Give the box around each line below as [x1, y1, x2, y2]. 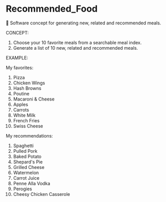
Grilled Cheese [13, 164, 45, 170]
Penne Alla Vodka [13, 180, 50, 186]
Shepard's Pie [13, 158, 43, 165]
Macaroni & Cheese [13, 96, 55, 102]
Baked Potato [13, 153, 42, 159]
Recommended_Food [6, 3, 98, 15]
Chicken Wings [13, 80, 45, 86]
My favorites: [6, 64, 34, 71]
